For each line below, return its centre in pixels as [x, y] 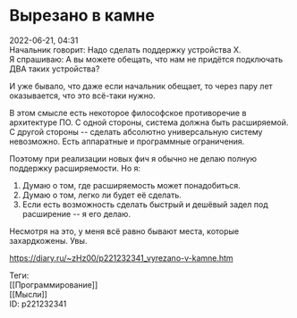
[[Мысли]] [28, 294]
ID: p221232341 [38, 304]
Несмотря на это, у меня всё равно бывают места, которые [124, 231]
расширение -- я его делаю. [76, 213]
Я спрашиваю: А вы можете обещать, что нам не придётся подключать [146, 59]
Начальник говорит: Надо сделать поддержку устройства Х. [125, 49]
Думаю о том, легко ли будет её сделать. [102, 195]
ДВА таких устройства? [55, 69]
